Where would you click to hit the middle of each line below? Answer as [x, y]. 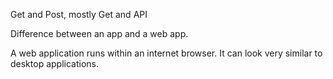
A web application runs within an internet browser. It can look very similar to [166, 53]
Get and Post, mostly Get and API [79, 14]
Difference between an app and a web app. [99, 33]
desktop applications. [54, 63]
